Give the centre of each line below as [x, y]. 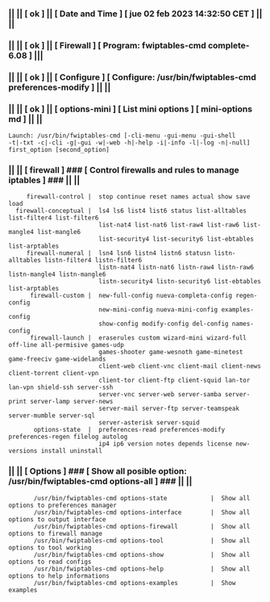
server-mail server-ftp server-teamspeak [169, 409]
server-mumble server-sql [52, 416]
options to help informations [59, 576]
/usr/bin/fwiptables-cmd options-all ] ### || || [100, 482]
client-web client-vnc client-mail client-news [180, 366]
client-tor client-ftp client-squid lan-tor [174, 380]
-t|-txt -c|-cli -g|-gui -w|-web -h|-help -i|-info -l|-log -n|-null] [129, 143]
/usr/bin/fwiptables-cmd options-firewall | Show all [142, 526]
